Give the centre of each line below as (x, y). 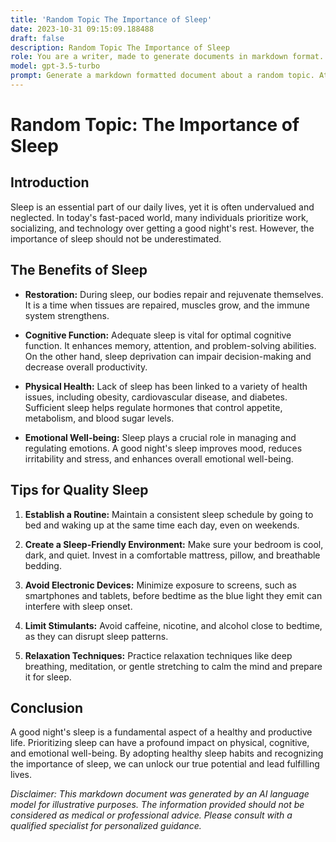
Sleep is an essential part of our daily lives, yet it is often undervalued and (162, 207)
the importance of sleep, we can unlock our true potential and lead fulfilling (165, 764)
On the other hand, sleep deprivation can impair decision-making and (168, 356)
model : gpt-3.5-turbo (55, 66)
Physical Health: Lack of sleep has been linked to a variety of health (166, 386)
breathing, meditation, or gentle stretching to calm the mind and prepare (173, 666)
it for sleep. (48, 677)
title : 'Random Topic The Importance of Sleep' (111, 19)
